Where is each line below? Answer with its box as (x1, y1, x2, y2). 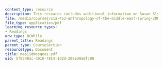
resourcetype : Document (5, 47, 53, 52)
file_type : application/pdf (5, 20, 62, 25)
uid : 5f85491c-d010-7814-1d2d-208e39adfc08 (5, 56, 95, 61)
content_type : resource (5, 7, 53, 12)
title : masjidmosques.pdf (5, 51, 57, 57)
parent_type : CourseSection (5, 43, 62, 47)
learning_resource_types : (5, 25, 57, 30)
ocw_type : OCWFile (5, 34, 42, 39)
